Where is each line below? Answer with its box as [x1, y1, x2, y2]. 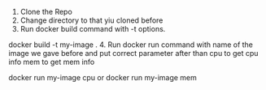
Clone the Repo [20, 7, 73, 16]
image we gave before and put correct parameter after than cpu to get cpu [8, 49, 259, 58]
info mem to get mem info [8, 57, 95, 66]
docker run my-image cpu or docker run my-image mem [8, 73, 198, 82]
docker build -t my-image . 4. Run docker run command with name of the [8, 40, 254, 49]
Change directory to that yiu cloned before [20, 15, 164, 25]
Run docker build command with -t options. [20, 24, 166, 33]
